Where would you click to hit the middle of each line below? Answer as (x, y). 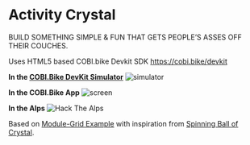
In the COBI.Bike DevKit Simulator (66, 77)
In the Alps (27, 108)
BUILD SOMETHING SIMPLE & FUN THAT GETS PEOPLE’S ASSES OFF (125, 37)
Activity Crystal (62, 15)
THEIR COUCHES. (38, 45)
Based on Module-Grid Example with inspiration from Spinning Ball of (123, 123)
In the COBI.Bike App (44, 92)
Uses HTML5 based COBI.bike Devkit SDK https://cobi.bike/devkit (118, 61)
